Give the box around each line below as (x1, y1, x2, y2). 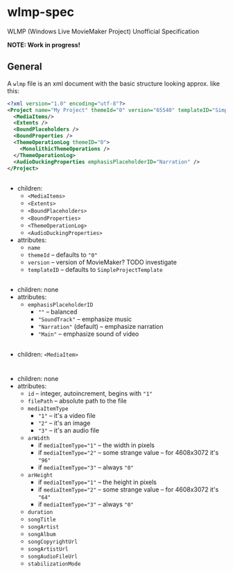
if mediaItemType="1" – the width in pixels (37, 441, 155, 449)
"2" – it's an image (37, 419, 91, 427)
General (7, 60, 43, 73)
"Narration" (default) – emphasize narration (37, 323, 164, 331)
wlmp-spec (7, 4, 75, 20)
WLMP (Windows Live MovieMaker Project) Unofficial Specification (7, 27, 200, 35)
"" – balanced (37, 307, 78, 316)
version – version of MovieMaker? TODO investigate (27, 258, 177, 266)
